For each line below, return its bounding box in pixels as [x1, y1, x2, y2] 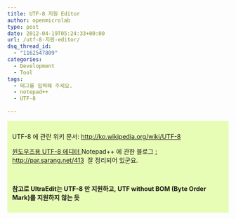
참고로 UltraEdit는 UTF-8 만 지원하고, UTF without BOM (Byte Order [12, 185, 206, 193]
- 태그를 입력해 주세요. [13, 82, 73, 89]
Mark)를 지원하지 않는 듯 [12, 194, 80, 201]
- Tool [13, 69, 33, 76]
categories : [7, 56, 42, 63]
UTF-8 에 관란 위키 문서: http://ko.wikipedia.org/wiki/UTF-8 [12, 133, 181, 140]
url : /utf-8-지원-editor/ [7, 36, 81, 44]
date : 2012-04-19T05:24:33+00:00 [7, 29, 105, 37]
